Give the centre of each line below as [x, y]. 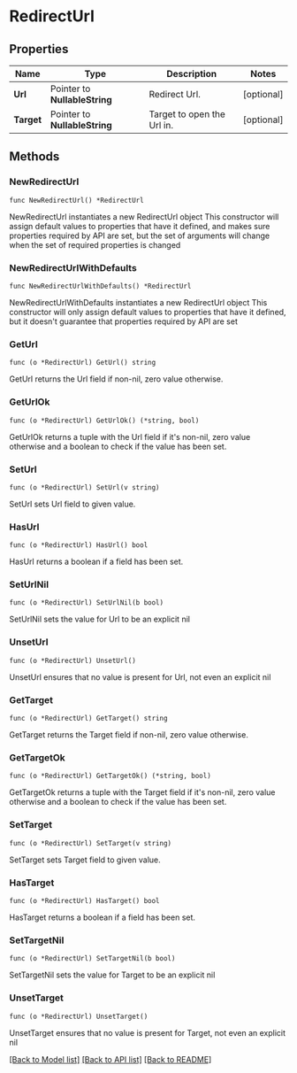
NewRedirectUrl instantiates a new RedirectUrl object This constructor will [144, 216]
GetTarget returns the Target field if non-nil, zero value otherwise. [129, 735]
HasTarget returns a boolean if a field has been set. [103, 917]
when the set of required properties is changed [95, 244]
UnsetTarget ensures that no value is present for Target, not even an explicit [147, 1032]
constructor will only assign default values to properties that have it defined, [148, 312]
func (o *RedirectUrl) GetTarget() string [88, 719]
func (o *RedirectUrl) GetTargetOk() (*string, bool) [110, 776]
